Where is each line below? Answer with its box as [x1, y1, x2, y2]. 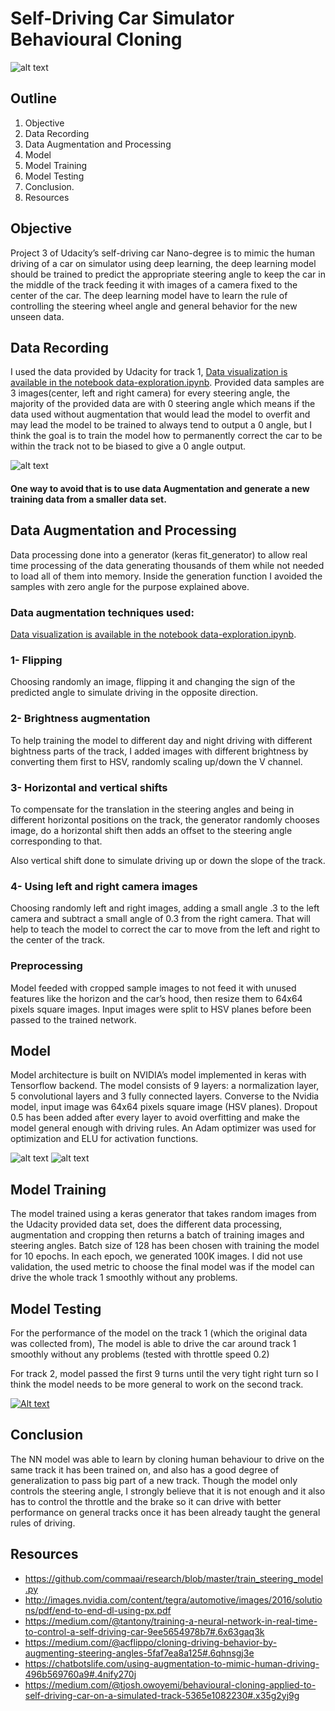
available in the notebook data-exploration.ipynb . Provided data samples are [10, 377, 325, 389]
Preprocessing [10, 959, 83, 973]
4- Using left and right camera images [10, 879, 198, 893]
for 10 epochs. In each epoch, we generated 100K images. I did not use [10, 1250, 303, 1262]
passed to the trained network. [10, 1013, 137, 1026]
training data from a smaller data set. [10, 493, 167, 505]
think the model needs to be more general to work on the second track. [10, 1378, 304, 1390]
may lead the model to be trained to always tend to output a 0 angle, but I [10, 419, 313, 431]
